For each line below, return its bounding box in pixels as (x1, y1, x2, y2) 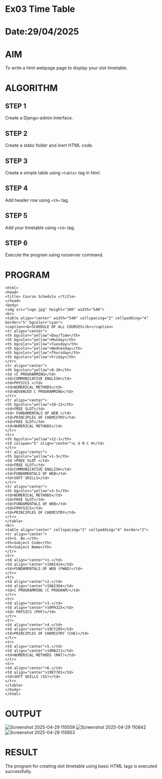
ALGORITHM (5, 82, 58, 93)
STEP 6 (5, 238, 28, 247)
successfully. (5, 769, 32, 775)
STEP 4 (5, 184, 28, 193)
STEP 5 (5, 211, 28, 220)
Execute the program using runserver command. (5, 252, 103, 258)
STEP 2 (5, 129, 28, 138)
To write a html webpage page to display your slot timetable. (5, 65, 128, 71)
